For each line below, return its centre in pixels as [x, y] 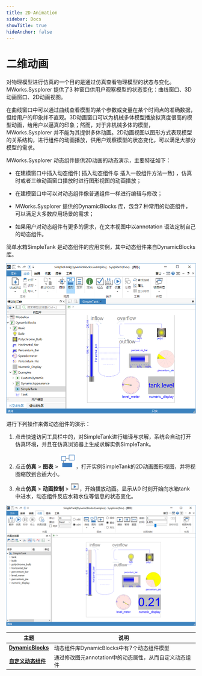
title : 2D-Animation [32, 13]
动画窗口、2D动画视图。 [36, 97]
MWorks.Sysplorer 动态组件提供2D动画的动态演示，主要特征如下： [89, 160]
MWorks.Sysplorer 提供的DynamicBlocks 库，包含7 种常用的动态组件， [103, 206]
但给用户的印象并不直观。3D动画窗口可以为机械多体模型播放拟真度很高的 [97, 117]
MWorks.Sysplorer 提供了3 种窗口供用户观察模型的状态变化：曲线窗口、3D [99, 90]
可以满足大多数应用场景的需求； [54, 214]
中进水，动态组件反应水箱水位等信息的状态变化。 [75, 496]
